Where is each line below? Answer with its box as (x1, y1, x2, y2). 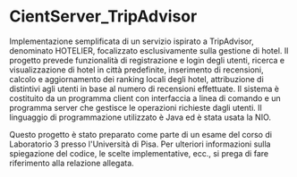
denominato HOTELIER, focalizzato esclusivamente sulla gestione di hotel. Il (9, 45, 289, 55)
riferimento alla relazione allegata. (9, 157, 134, 168)
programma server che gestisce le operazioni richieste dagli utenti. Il (9, 102, 262, 113)
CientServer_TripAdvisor (9, 6, 198, 27)
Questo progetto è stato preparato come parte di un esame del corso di (9, 129, 273, 139)
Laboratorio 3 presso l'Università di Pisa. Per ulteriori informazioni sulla (9, 139, 271, 149)
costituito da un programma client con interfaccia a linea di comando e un (9, 92, 281, 104)
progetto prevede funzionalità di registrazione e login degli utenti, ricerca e (9, 55, 285, 65)
